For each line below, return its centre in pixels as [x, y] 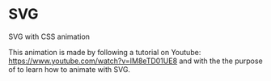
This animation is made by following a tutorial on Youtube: [105, 52]
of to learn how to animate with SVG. [70, 69]
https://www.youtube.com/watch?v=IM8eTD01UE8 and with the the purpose [135, 61]
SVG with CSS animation [49, 36]
